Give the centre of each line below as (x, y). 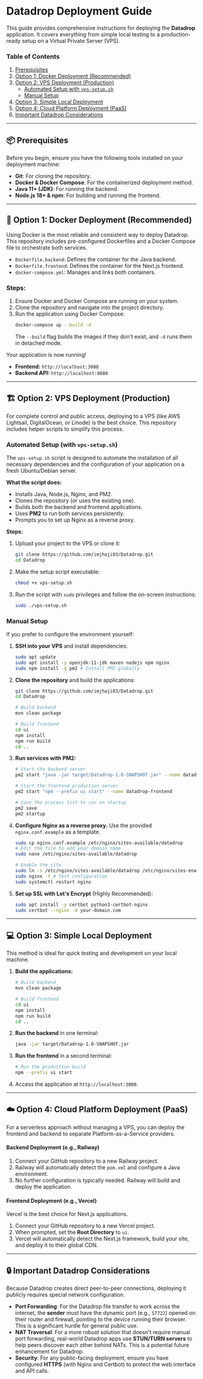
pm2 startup (30, 814)
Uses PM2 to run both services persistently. (70, 514)
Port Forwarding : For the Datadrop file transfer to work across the (97, 1306)
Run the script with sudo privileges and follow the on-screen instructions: (105, 594)
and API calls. (32, 1371)
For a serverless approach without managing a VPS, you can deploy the (95, 1127)
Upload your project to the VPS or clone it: (68, 543)
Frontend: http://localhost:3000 (57, 367)
